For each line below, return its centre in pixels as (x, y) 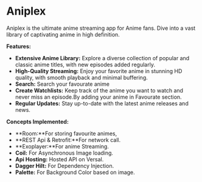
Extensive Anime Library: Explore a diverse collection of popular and (102, 58)
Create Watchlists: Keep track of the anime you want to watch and (99, 90)
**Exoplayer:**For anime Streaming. (62, 146)
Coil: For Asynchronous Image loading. (64, 153)
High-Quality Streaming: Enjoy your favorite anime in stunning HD (99, 71)
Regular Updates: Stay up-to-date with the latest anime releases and (102, 103)
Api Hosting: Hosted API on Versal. (59, 159)
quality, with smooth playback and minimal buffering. (81, 77)
